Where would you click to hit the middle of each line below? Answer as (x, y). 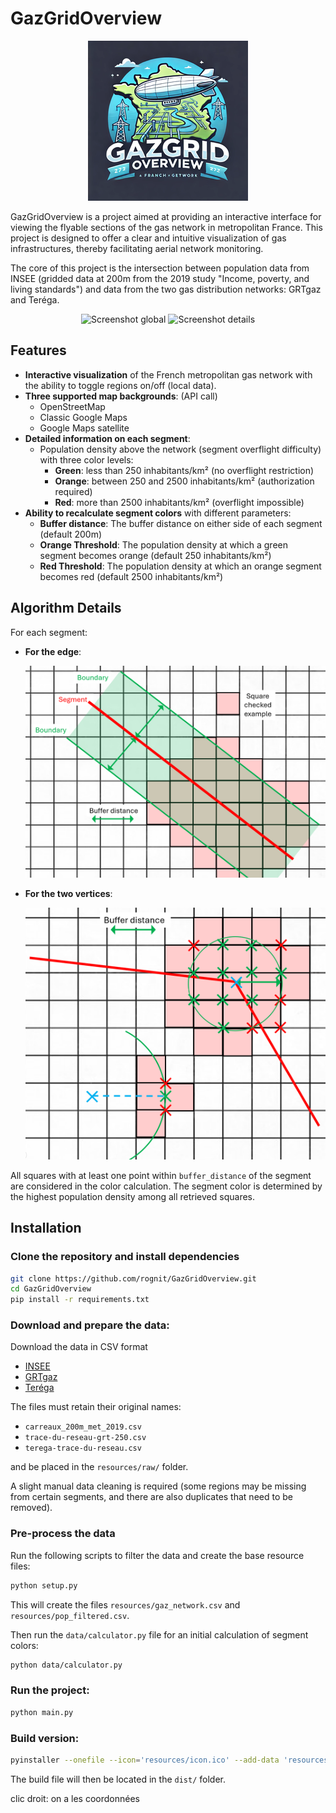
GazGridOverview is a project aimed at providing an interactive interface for (166, 216)
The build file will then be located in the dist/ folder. (118, 1779)
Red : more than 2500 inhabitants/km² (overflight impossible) (179, 502)
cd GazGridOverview (51, 1289)
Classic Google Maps (83, 417)
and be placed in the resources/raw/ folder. (99, 1467)
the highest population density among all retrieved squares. (133, 1196)
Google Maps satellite (84, 428)
